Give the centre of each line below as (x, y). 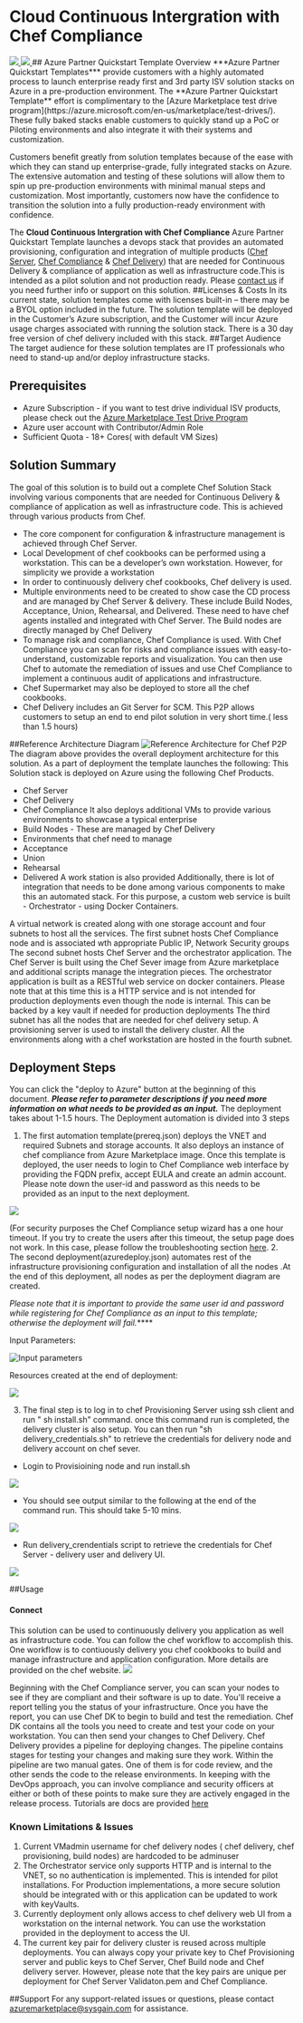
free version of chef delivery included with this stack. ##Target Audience (146, 338)
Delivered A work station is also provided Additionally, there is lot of (148, 877)
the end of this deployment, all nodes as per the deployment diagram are (145, 1277)
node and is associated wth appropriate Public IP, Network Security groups (149, 943)
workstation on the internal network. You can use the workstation (144, 1923)
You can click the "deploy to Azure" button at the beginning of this (133, 1089)
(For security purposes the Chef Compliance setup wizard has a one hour (147, 1228)
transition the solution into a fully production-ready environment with (137, 205)
